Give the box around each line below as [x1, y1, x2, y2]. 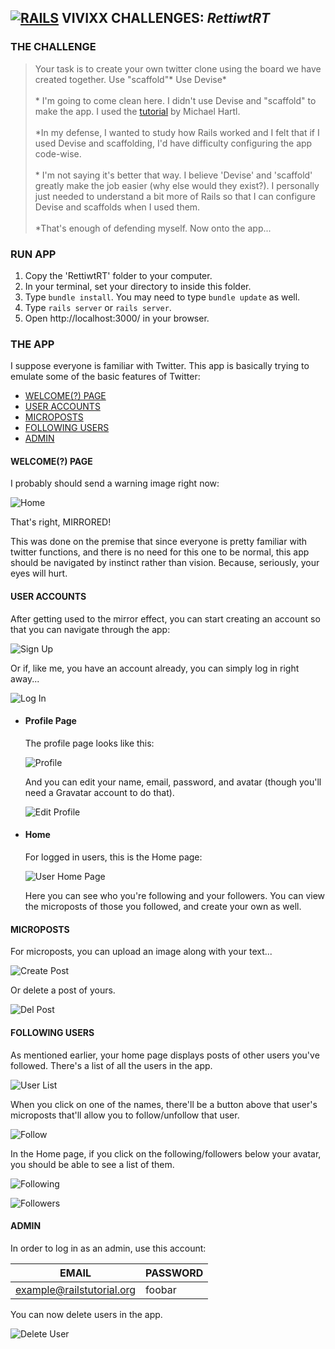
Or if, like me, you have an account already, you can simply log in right [10, 662, 300, 674]
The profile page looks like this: [24, 737, 155, 749]
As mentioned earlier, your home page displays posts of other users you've [10, 1049, 320, 1061]
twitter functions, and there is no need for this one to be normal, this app [10, 546, 310, 558]
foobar [145, 1282, 177, 1296]
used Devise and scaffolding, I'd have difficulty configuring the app [34, 137, 313, 149]
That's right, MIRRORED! [10, 516, 112, 528]
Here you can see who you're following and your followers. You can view [24, 890, 326, 902]
